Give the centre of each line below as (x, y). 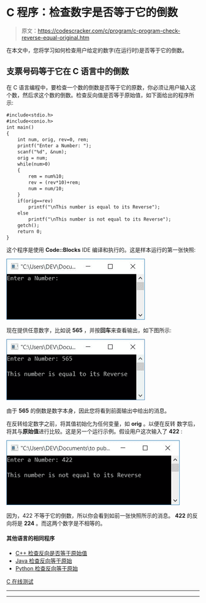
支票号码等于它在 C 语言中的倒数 (68, 71)
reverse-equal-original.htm (55, 37)
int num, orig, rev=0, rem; (53, 139)
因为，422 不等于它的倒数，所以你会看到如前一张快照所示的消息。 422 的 (100, 515)
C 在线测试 (20, 581)
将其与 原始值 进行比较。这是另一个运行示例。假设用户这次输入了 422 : (94, 431)
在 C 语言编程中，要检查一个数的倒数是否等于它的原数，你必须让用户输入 (99, 87)
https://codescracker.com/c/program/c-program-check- (109, 31)
